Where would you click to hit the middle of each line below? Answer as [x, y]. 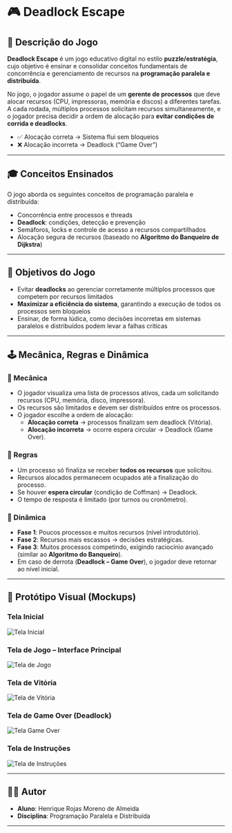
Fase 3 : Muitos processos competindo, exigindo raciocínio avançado [115, 547]
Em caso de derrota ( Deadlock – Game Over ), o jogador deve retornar [117, 562]
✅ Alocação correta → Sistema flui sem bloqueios [88, 137]
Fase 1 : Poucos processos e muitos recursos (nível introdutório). [108, 532]
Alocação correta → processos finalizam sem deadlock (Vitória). [120, 422]
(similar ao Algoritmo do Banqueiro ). [70, 554]
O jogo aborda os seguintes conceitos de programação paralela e [100, 194]
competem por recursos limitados [65, 296]
